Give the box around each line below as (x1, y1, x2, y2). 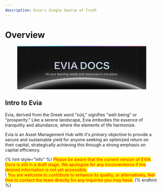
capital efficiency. (5, 147, 40, 153)
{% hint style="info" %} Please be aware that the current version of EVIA (5, 156, 151, 162)
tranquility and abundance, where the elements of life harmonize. (5, 122, 136, 128)
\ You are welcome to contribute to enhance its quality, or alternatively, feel (5, 172, 156, 177)
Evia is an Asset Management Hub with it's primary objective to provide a (5, 131, 152, 137)
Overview (5, 29, 45, 40)
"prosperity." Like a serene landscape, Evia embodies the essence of (5, 117, 144, 122)
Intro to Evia (5, 99, 42, 107)
